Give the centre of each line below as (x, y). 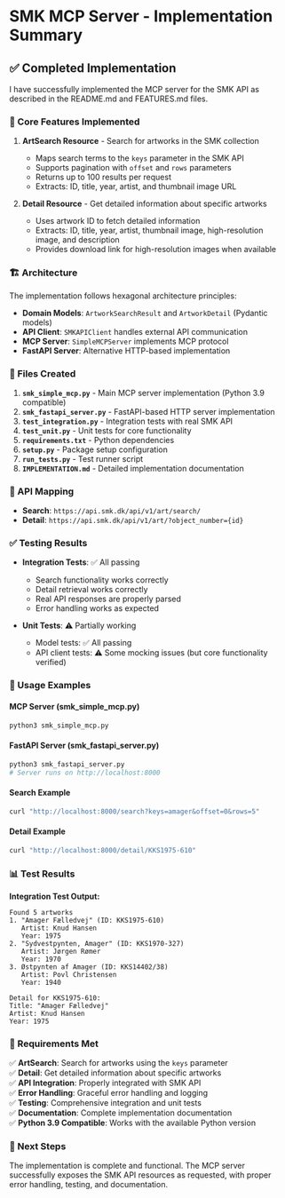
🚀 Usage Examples (50, 686)
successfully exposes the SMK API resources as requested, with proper (140, 1175)
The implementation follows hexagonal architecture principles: (123, 296)
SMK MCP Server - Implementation (141, 16)
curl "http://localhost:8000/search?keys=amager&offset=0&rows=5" (135, 811)
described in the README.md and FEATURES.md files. (109, 99)
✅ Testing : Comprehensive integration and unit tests (106, 1103)
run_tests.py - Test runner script (83, 458)
